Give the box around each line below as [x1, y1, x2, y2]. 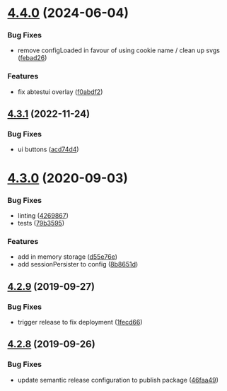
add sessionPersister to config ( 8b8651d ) [17, 260, 139, 269]
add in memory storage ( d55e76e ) [17, 252, 118, 261]
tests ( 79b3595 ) [17, 218, 65, 227]
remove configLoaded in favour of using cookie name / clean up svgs [17, 46, 221, 54]
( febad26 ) [17, 54, 47, 62]
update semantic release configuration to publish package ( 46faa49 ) [17, 375, 219, 384]
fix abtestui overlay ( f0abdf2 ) [17, 87, 103, 96]
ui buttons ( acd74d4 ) [17, 145, 79, 153]
